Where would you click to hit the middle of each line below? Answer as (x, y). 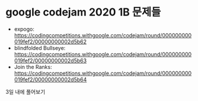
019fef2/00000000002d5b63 (50, 61)
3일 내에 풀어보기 (25, 91)
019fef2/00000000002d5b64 (50, 79)
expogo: (24, 29)
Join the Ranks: (33, 67)
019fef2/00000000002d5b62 (50, 42)
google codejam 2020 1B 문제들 (83, 12)
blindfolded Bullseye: (40, 48)
